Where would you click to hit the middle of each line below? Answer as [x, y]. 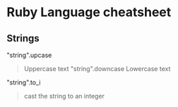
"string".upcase [29, 55]
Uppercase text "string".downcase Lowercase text [97, 69]
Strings [23, 38]
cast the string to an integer [64, 96]
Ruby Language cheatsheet [89, 12]
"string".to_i [24, 82]
